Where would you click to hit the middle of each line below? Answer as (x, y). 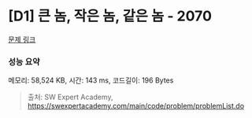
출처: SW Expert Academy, (70, 97)
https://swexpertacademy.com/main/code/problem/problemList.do (136, 106)
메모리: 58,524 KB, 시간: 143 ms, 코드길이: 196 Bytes (91, 80)
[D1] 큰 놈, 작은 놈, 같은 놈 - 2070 (110, 16)
